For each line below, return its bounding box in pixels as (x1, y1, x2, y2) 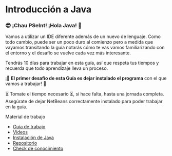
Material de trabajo (5, 114, 45, 120)
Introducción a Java (5, 4, 92, 15)
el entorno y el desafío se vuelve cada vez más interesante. (5, 50, 131, 56)
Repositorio (12, 140, 37, 146)
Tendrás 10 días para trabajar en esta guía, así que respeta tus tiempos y (5, 60, 159, 66)
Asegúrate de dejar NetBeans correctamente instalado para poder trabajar (5, 99, 163, 105)
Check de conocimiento (12, 145, 64, 152)
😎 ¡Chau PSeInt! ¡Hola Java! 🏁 (5, 22, 82, 29)
